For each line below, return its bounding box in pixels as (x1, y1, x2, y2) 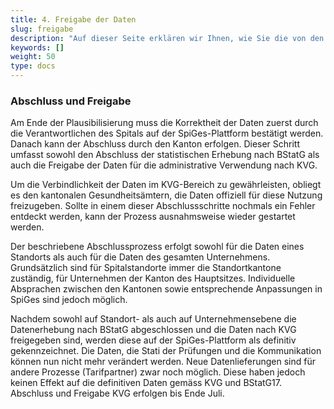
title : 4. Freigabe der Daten (10, 14, 137, 25)
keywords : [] (10, 42, 65, 53)
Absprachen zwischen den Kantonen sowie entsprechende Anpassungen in (10, 283, 323, 295)
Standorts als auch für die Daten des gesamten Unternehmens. (10, 251, 271, 263)
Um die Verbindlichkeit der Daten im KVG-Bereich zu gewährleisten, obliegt (10, 179, 322, 191)
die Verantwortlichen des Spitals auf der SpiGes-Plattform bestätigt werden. (10, 127, 324, 140)
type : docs (10, 61, 56, 71)
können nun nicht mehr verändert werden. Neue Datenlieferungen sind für (10, 356, 316, 368)
